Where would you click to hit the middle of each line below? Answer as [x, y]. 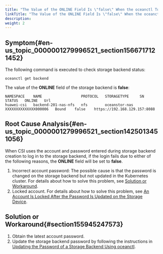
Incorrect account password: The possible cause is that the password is [84, 170]
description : [18, 18]
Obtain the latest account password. [48, 236]
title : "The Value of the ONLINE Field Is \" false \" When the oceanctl [79, 9]
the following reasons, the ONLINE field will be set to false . [64, 161]
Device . [20, 202]
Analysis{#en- [65, 124]
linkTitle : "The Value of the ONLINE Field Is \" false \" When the [73, 14]
